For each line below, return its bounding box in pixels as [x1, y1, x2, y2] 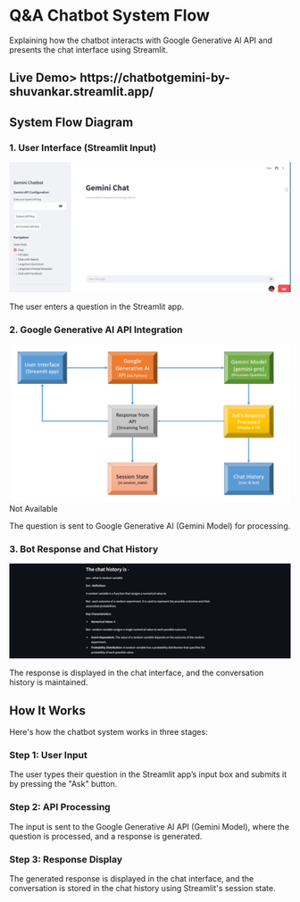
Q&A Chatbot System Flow [9, 5, 210, 26]
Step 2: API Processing [9, 801, 111, 814]
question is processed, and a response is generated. [9, 831, 203, 841]
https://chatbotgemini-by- [79, 71, 230, 86]
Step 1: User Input [9, 748, 87, 761]
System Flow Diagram [9, 114, 134, 129]
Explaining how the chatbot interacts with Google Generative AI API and [9, 35, 273, 46]
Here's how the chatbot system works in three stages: [9, 727, 208, 738]
